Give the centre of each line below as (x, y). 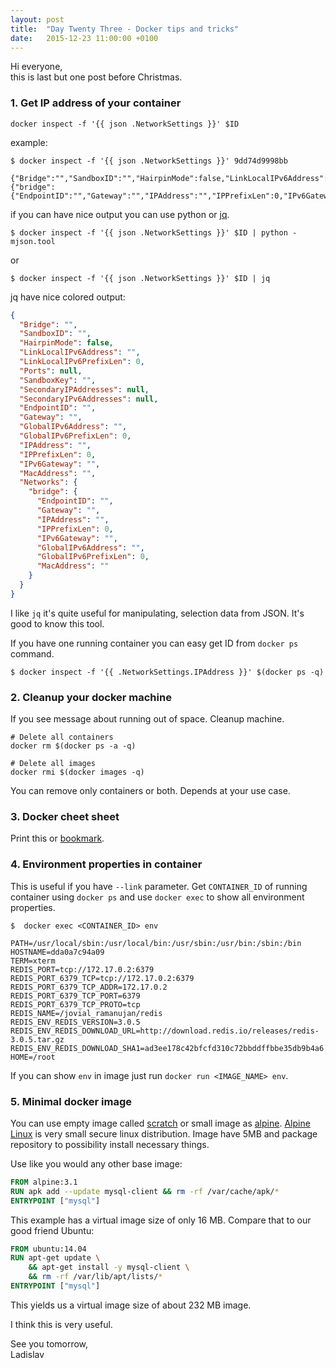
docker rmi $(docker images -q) (77, 772)
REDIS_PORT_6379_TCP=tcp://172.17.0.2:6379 (102, 978)
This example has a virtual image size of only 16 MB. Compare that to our (161, 1220)
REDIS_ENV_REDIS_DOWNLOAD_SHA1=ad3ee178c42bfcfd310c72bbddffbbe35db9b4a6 (167, 1048)
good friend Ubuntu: (52, 1230)
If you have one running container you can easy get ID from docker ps (154, 643)
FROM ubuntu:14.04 (48, 1249)
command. (32, 653)
